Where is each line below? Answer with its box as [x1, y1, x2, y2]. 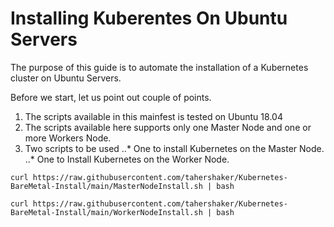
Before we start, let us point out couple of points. [10, 91, 212, 103]
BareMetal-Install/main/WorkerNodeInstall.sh [10, 207, 203, 217]
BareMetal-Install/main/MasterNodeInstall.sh [10, 181, 203, 191]
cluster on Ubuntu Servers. [10, 72, 122, 84]
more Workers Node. [24, 132, 112, 144]
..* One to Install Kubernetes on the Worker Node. [24, 153, 230, 165]
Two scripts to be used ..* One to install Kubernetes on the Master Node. [24, 142, 325, 154]
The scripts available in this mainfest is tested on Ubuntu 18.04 [24, 110, 283, 122]
